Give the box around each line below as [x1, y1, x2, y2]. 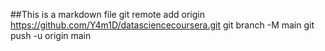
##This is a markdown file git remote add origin [10, 9, 205, 20]
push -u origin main [10, 30, 92, 41]
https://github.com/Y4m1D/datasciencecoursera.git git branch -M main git [10, 19, 315, 31]
